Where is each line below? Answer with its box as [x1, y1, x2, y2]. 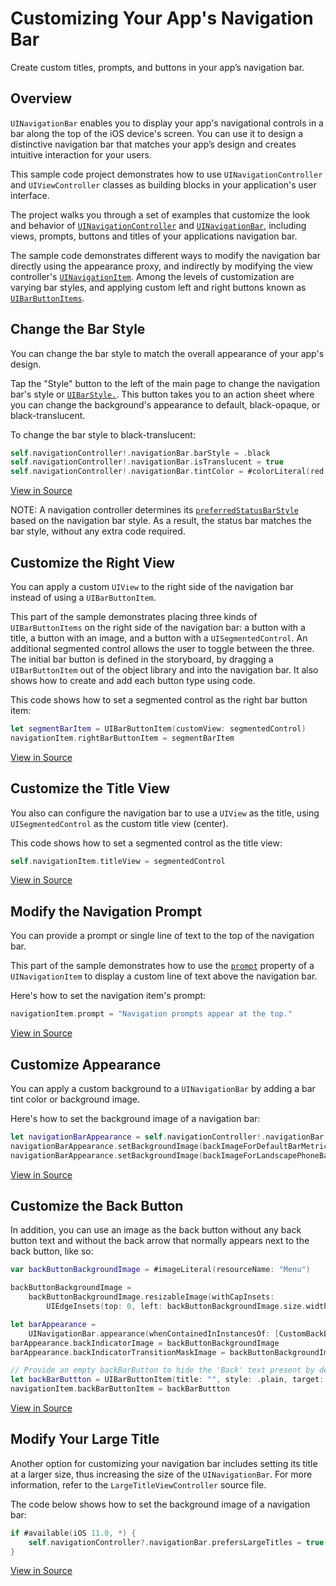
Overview [10, 90, 73, 107]
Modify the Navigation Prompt [10, 903, 203, 920]
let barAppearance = [10, 1319, 97, 1329]
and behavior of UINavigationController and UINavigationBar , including [10, 219, 307, 231]
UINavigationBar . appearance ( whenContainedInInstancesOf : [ [28, 1328, 280, 1339]
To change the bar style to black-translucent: [10, 428, 196, 441]
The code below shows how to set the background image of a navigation [10, 1498, 311, 1510]
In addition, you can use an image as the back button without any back [10, 1224, 302, 1236]
